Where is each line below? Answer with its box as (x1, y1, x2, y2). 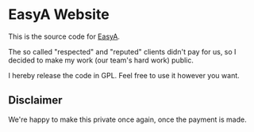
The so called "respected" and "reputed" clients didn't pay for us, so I (8, 47, 237, 56)
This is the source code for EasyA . (8, 32, 121, 41)
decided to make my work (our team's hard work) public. (8, 55, 194, 65)
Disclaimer (8, 93, 63, 107)
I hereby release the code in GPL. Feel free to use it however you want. (8, 70, 240, 80)
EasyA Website (8, 6, 110, 24)
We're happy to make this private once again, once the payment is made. (8, 115, 248, 124)
